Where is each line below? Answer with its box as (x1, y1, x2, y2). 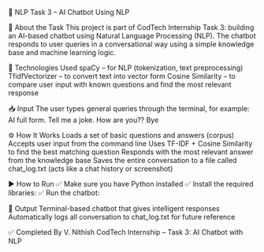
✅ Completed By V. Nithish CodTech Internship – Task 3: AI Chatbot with (8, 228, 244, 236)
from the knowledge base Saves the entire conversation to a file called (8, 156, 237, 165)
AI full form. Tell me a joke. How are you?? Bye (8, 115, 159, 124)
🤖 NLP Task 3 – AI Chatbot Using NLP (8, 8, 130, 17)
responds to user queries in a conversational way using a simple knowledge (8, 39, 255, 49)
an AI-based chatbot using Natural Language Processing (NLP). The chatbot (8, 31, 256, 40)
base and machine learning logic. (8, 48, 117, 57)
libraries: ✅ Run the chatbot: (8, 188, 100, 197)
